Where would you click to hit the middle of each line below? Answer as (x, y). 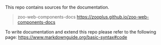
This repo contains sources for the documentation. (57, 7)
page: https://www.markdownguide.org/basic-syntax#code (66, 37)
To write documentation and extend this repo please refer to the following (81, 32)
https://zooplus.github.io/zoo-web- (113, 17)
